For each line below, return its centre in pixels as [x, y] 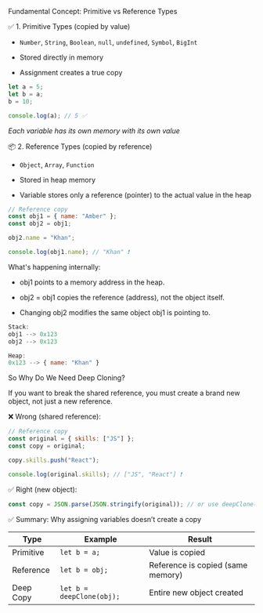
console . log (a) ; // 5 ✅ [48, 116]
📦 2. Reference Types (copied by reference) [80, 146]
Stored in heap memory [58, 180]
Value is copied [177, 552]
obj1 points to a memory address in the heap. [92, 282]
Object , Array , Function [57, 165]
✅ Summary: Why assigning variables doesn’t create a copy [105, 519]
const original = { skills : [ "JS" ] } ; [71, 439]
